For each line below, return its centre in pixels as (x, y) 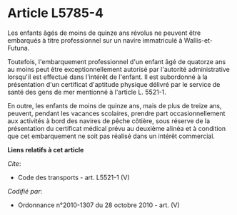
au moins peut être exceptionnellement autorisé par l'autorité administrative (118, 69)
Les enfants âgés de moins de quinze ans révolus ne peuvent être (104, 33)
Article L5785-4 (55, 13)
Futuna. (19, 48)
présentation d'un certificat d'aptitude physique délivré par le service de (114, 84)
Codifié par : (25, 191)
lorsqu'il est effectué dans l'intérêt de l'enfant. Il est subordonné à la (108, 77)
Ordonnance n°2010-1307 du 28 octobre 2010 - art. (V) (99, 205)
